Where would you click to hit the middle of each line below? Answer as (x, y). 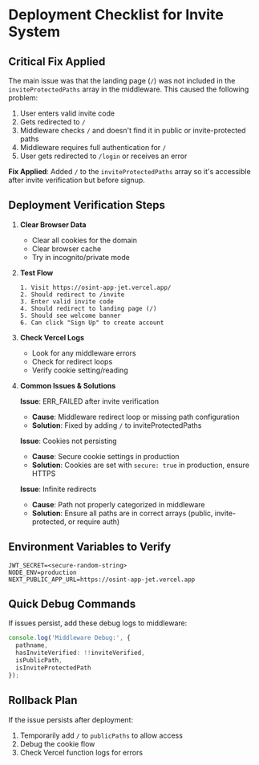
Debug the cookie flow (57, 743)
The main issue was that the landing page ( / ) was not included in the (122, 81)
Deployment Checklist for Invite (116, 15)
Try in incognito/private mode (81, 257)
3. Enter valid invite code (67, 301)
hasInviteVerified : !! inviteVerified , (81, 653)
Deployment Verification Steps (87, 205)
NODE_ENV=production (43, 572)
